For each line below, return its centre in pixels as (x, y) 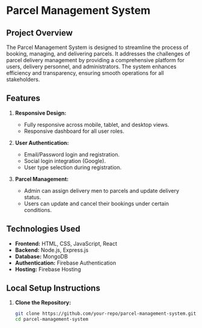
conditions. (38, 210)
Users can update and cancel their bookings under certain (96, 204)
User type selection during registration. (73, 167)
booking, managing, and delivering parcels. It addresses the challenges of (98, 54)
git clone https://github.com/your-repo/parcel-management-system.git (106, 314)
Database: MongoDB (41, 256)
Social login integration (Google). (65, 161)
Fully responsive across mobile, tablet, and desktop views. (96, 124)
